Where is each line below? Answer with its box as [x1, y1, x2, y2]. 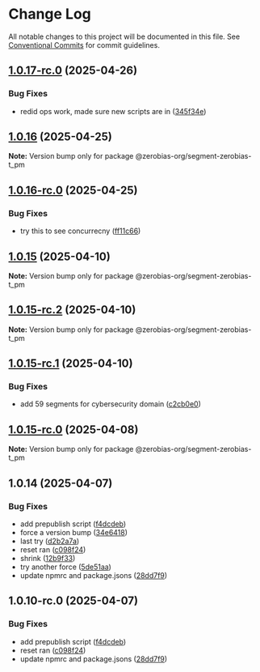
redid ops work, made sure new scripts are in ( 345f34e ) [19, 106, 207, 116]
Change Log [8, 5, 91, 23]
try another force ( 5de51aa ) [19, 562, 111, 572]
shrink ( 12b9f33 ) [19, 553, 76, 563]
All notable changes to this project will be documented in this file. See [8, 32, 241, 41]
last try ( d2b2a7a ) [19, 536, 80, 546]
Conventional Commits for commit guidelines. [8, 40, 160, 49]
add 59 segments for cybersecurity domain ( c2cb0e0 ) [19, 399, 202, 409]
